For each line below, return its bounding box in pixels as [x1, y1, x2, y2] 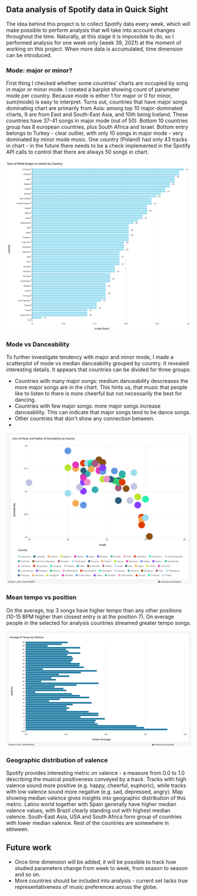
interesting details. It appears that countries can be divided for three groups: [6, 366, 191, 373]
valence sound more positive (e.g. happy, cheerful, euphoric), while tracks [6, 782, 186, 789]
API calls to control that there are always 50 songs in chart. [6, 148, 149, 155]
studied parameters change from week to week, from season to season [14, 864, 188, 871]
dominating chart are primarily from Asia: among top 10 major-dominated [6, 105, 183, 112]
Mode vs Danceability [6, 341, 70, 349]
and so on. [14, 871, 41, 878]
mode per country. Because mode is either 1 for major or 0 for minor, [6, 92, 172, 99]
